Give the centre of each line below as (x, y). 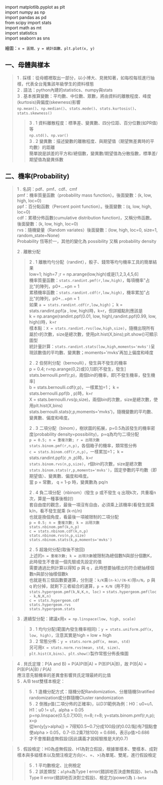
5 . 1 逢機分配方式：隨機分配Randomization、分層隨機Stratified (92, 691)
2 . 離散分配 (29, 251)
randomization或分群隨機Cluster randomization (76, 698)
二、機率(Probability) (37, 176)
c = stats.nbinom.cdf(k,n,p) (59, 531)
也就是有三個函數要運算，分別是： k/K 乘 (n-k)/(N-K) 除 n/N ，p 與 (92, 580)
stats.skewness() (35, 113)
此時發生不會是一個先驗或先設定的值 (65, 562)
